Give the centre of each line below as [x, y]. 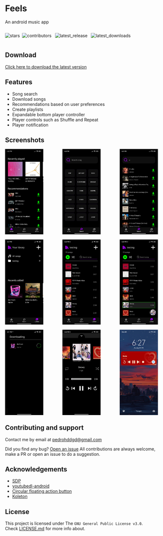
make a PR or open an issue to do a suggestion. [53, 454]
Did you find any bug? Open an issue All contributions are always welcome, [80, 449]
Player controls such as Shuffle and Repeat [55, 120]
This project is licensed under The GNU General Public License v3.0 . [74, 523]
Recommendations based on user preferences [58, 104]
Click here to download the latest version [46, 67]
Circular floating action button [42, 491]
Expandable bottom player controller [49, 114]
